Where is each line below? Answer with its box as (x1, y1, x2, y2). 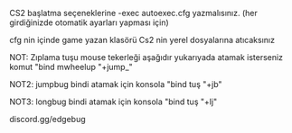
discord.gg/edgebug (9, 114, 86, 124)
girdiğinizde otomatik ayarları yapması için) (9, 17, 169, 28)
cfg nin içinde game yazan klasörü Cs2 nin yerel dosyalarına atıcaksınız (9, 35, 276, 45)
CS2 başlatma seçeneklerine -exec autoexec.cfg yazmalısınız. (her (9, 8, 258, 18)
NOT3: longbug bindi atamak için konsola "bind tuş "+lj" (9, 96, 218, 107)
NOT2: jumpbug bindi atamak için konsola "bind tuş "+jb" (9, 79, 223, 89)
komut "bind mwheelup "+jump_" (9, 62, 133, 72)
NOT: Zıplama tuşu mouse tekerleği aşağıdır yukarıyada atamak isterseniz (9, 52, 283, 62)
